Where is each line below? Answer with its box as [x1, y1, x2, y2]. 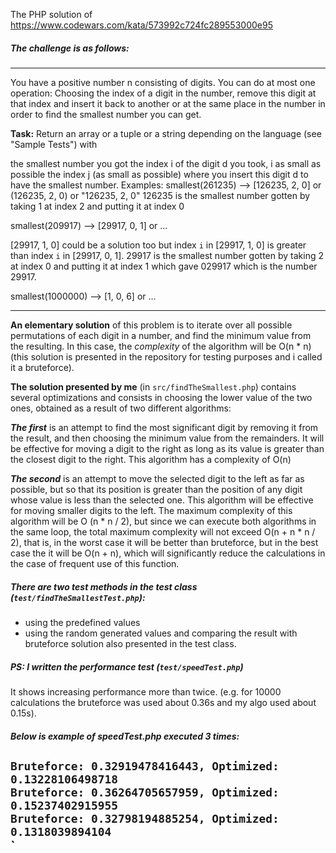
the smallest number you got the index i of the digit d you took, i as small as [10, 157, 322, 169]
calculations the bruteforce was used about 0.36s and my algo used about [10, 696, 317, 708]
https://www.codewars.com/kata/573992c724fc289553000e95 [10, 19, 273, 31]
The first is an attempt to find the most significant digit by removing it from [10, 421, 319, 433]
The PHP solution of [10, 9, 93, 20]
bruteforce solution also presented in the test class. [24, 637, 237, 649]
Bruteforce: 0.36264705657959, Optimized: [10, 785, 280, 799]
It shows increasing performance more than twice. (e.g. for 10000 [10, 685, 282, 698]
